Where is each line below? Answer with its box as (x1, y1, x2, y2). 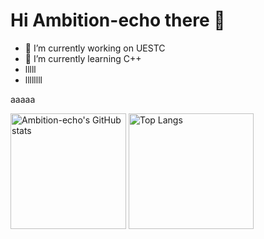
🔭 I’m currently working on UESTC (24, 42, 166, 54)
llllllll (24, 74, 43, 86)
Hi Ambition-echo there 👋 (10, 9, 226, 32)
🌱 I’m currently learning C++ (24, 52, 142, 64)
